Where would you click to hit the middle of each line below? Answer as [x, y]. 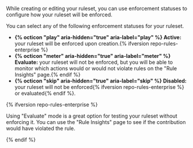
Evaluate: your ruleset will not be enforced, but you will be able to [94, 62]
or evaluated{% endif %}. [45, 93]
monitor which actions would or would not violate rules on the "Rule [96, 68]
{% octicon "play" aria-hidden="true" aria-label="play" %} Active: [98, 37]
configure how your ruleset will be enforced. [59, 15]
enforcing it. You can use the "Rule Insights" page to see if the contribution [96, 122]
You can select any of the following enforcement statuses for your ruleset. [95, 26]
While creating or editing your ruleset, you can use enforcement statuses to [97, 8]
